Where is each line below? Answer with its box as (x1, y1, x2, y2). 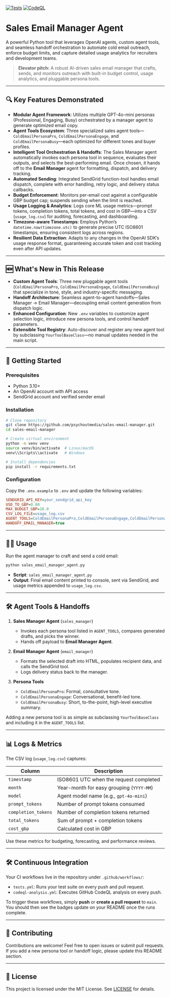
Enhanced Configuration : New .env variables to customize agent (13, 310, 149, 316)
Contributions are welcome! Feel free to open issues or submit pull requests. (6, 942, 164, 948)
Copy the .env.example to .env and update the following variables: (6, 487, 143, 494)
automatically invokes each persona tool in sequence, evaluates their (13, 154, 157, 160)
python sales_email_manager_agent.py (6, 562, 85, 567)
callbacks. (13, 187, 35, 193)
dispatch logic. (13, 305, 44, 311)
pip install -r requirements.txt (6, 464, 76, 469)
